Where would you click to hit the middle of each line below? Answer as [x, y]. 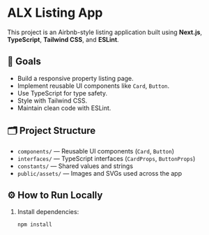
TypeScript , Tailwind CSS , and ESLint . [63, 39]
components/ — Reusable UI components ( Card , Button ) [95, 151]
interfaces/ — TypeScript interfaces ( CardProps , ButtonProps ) [106, 158]
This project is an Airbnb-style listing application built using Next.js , [105, 32]
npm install [34, 225]
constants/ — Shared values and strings [75, 166]
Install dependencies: [48, 212]
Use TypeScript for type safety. [62, 93]
